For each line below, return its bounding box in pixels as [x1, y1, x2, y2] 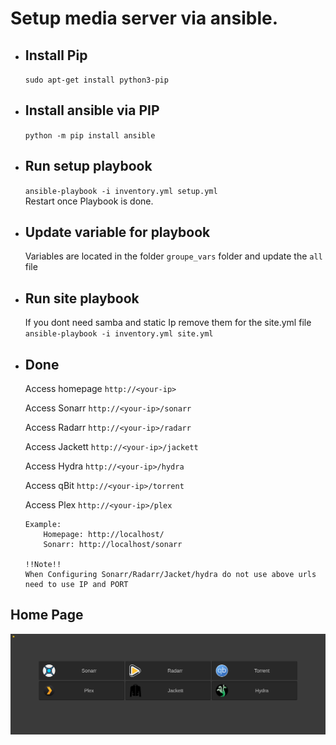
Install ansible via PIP [24, 102, 160, 119]
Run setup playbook [24, 158, 153, 175]
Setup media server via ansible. [10, 7, 279, 30]
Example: [24, 520, 62, 530]
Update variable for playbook [24, 224, 211, 241]
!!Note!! [24, 560, 62, 570]
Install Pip [24, 47, 88, 64]
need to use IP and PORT [24, 580, 129, 590]
